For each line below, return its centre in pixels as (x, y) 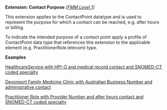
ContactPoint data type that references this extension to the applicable (78, 42)
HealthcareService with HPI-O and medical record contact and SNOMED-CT (83, 67)
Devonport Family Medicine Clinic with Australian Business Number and (79, 82)
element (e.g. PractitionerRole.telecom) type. (51, 48)
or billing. (15, 27)
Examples (16, 57)
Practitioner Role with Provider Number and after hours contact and (74, 97)
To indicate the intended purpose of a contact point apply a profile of (76, 37)
